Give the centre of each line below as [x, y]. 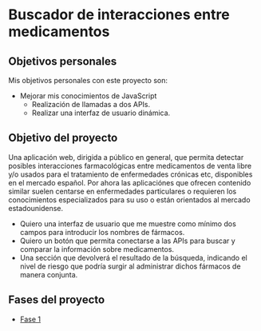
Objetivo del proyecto [63, 138]
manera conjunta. [49, 274]
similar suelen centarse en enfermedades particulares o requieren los [123, 191]
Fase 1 [30, 319]
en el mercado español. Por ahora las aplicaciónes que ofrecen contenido [130, 182]
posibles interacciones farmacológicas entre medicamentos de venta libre [130, 165]
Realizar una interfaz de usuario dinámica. [101, 113]
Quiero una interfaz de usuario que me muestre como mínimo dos [128, 223]
